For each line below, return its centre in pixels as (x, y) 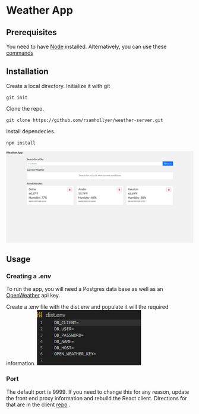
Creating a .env (29, 276)
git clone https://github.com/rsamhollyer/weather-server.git (85, 120)
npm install (21, 143)
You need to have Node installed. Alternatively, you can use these (86, 46)
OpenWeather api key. (33, 296)
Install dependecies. (31, 131)
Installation (27, 72)
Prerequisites (31, 32)
